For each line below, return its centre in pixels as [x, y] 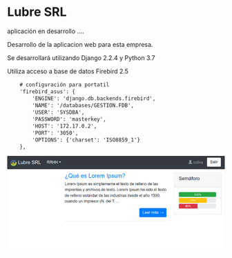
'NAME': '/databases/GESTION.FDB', [83, 105]
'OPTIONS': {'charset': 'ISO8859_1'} [86, 140]
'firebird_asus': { [48, 91]
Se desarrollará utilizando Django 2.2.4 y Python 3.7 [81, 58]
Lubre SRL [37, 12]
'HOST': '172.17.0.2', [65, 126]
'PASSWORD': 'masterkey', [69, 119]
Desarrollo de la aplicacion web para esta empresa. [80, 44]
